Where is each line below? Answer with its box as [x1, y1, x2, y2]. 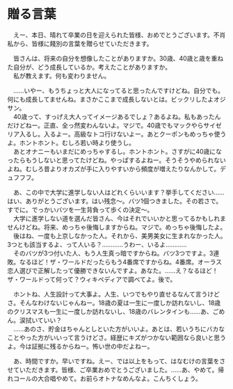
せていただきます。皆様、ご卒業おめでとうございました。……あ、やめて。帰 [7, 365, 225, 374]
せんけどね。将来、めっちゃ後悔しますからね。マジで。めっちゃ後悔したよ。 [7, 223, 227, 231]
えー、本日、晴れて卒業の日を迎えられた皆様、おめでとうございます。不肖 [13, 31, 226, 39]
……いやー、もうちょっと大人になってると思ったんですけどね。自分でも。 [13, 86, 225, 95]
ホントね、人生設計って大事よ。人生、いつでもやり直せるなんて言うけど [13, 289, 220, 298]
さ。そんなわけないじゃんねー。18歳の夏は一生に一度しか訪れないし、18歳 [7, 299, 221, 307]
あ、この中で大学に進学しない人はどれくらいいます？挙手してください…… [13, 188, 225, 196]
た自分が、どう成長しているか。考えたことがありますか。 [7, 63, 172, 71]
